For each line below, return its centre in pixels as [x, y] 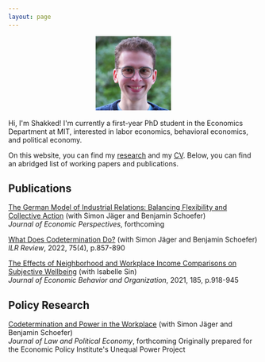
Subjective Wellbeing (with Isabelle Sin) [73, 272]
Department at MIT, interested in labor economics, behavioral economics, [128, 131]
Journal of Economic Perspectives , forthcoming [86, 224]
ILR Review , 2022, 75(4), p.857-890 [67, 248]
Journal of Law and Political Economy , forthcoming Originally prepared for [130, 341]
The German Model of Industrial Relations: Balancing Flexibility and [118, 208]
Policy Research [49, 305]
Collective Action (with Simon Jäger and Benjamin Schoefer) [107, 216]
